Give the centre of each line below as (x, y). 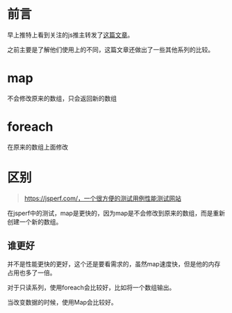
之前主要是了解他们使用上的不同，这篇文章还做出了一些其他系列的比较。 (110, 49)
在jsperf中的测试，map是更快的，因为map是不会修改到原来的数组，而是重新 (116, 213)
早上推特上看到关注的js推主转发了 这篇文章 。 (71, 35)
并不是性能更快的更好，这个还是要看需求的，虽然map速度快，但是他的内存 (114, 264)
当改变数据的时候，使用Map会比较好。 (63, 302)
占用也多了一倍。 (32, 273)
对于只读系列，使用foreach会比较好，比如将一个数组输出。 (91, 287)
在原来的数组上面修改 (38, 147)
